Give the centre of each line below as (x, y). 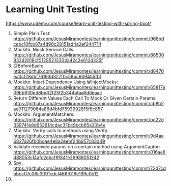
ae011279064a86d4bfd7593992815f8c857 (58, 109)
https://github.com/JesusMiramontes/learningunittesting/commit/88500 (89, 55)
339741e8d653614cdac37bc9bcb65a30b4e (59, 125)
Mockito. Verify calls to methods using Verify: (61, 130)
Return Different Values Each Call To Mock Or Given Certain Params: (85, 98)
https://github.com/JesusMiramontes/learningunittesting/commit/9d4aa (89, 136)
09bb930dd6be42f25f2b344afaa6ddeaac (58, 92)
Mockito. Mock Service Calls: (44, 49)
